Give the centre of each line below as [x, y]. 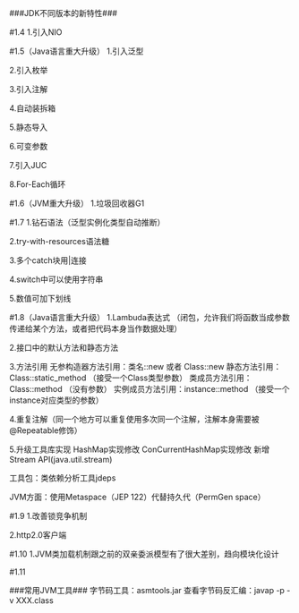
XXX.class [34, 600]
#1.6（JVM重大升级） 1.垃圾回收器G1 [77, 203]
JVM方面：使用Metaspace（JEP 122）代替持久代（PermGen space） [137, 497]
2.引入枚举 [29, 70]
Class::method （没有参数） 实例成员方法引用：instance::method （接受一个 [149, 389]
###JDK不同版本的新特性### [64, 13]
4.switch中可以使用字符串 [56, 279]
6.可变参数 [29, 146]
